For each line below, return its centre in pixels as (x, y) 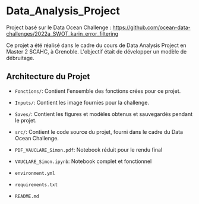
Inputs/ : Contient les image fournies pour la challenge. (82, 102)
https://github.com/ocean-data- (152, 27)
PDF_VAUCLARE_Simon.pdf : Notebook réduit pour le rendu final (89, 149)
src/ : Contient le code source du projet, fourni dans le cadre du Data (99, 131)
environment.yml (35, 173)
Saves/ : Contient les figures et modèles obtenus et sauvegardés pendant (104, 114)
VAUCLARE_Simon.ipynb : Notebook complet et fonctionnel (83, 161)
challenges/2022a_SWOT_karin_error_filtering (62, 33)
